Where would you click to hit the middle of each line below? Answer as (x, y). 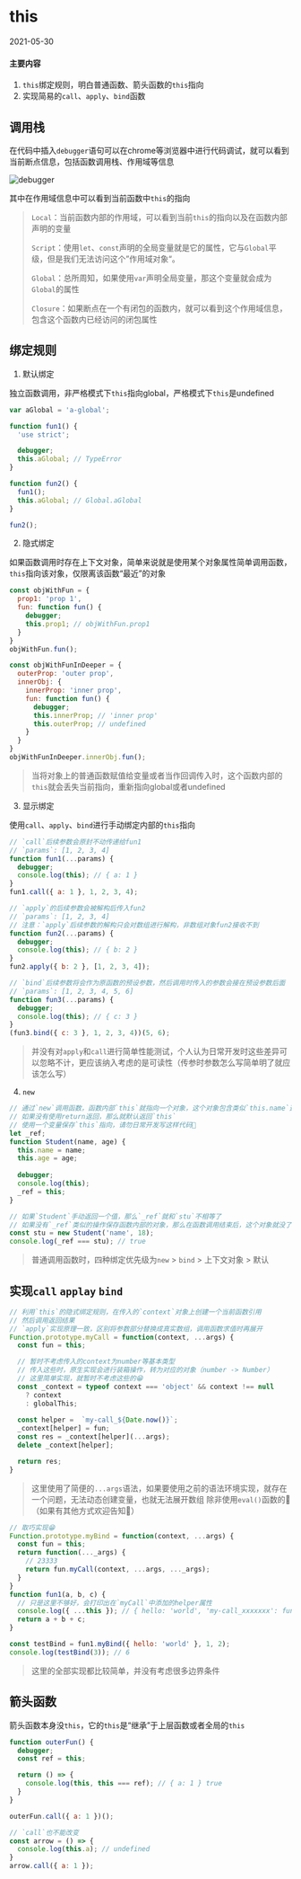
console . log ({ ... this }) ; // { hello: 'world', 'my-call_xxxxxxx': (148, 1611)
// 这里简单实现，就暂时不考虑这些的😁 (80, 1378)
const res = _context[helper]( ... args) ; (94, 1437)
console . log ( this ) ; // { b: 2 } (78, 950)
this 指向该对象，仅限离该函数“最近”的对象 (87, 573)
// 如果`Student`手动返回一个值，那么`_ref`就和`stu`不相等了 (116, 1216)
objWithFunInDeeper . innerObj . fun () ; (77, 758)
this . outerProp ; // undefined (89, 724)
